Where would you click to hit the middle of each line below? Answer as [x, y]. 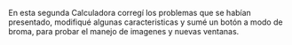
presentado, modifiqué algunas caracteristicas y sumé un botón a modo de [146, 22]
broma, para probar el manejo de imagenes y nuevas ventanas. [124, 31]
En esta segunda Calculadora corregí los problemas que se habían [130, 13]
